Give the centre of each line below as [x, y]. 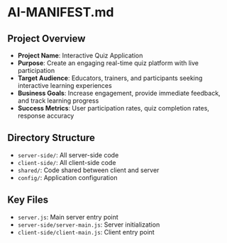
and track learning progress [58, 101]
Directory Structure [51, 138]
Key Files [28, 200]
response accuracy [46, 115]
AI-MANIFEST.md [61, 12]
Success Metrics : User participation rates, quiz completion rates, [113, 108]
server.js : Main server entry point [68, 217]
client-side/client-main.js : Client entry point [86, 232]
